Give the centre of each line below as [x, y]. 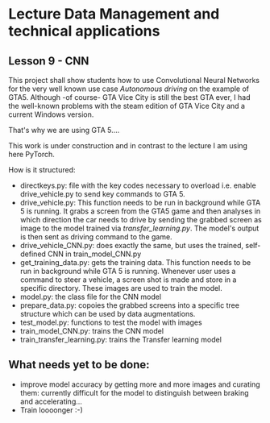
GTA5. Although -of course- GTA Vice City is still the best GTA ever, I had [130, 97]
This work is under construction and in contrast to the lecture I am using [128, 145]
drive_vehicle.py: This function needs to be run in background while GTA [140, 203]
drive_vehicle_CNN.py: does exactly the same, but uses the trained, [132, 245]
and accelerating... [51, 401]
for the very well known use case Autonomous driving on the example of [129, 89]
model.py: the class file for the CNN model [91, 297]
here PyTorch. [31, 154]
